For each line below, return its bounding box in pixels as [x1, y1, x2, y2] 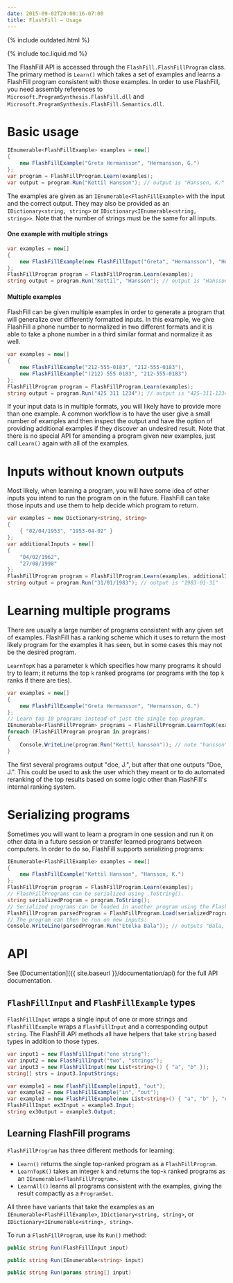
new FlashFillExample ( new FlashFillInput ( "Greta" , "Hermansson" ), [19, 258, 216, 265]
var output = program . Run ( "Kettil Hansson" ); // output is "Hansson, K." [7, 179, 225, 186]
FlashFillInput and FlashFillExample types [7, 997, 196, 1008]
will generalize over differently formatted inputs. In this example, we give [7, 316, 215, 324]
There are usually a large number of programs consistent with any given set [7, 626, 224, 634]
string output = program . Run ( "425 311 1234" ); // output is [7, 390, 185, 397]
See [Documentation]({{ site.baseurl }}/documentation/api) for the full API [7, 969, 218, 977]
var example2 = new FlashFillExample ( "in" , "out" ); [7, 1089, 159, 1096]
